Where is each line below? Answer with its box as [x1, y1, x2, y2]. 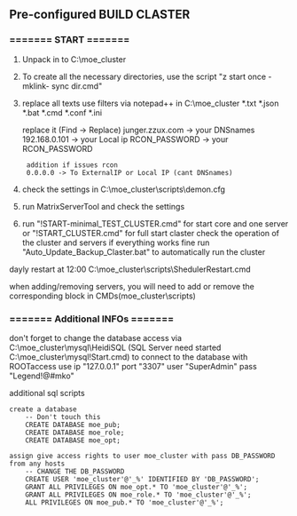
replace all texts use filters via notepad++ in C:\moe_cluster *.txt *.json [21, 98, 279, 108]
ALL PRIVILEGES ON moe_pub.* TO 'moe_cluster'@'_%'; [25, 497, 224, 507]
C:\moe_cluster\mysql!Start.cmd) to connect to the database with [9, 351, 248, 362]
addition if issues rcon [26, 160, 118, 170]
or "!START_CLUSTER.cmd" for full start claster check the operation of [21, 227, 280, 238]
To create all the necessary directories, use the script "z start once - [21, 71, 272, 82]
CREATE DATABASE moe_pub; [25, 420, 121, 429]
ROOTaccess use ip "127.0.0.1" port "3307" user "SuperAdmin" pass [9, 361, 257, 371]
